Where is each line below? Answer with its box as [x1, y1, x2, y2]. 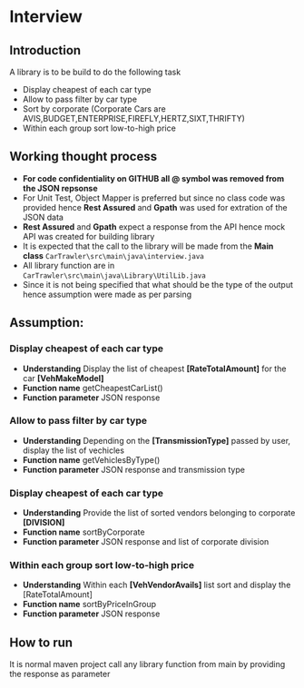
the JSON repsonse [22, 182, 98, 193]
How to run [9, 634, 74, 650]
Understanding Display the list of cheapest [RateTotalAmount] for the [22, 363, 287, 374]
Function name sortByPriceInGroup [22, 599, 157, 610]
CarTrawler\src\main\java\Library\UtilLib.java [22, 270, 206, 280]
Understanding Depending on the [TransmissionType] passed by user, [22, 435, 291, 446]
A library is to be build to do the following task [9, 66, 181, 77]
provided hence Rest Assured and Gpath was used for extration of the [22, 201, 288, 212]
